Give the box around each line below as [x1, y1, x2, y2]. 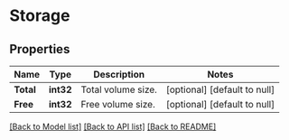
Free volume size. [80, 98, 155, 110]
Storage [9, 5, 70, 26]
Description [93, 69, 145, 80]
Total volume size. [80, 83, 158, 96]
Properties [9, 42, 70, 57]
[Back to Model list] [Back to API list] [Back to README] [9, 121, 217, 132]
